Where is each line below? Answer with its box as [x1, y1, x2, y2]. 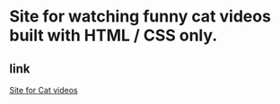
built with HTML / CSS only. [9, 25, 218, 46]
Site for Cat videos [9, 85, 78, 95]
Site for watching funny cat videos [9, 6, 272, 27]
